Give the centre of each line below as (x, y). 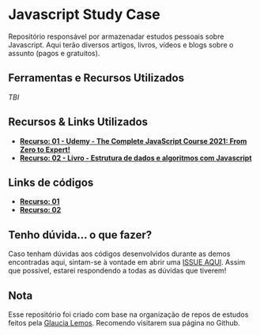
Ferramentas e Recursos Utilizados (96, 78)
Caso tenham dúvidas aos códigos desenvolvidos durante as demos (119, 254)
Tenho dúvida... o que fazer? (80, 235)
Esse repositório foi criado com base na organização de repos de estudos (128, 314)
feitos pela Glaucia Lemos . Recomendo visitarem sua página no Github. (124, 323)
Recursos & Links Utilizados (78, 122)
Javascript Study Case (84, 15)
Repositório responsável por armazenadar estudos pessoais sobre (116, 36)
